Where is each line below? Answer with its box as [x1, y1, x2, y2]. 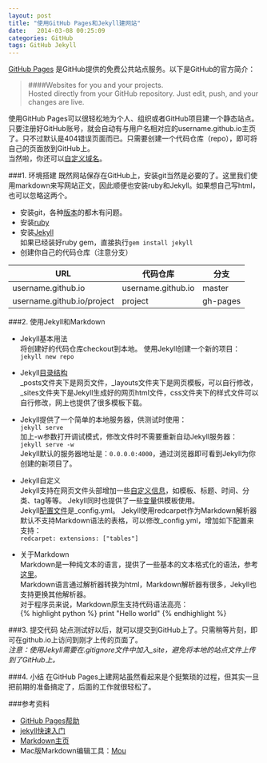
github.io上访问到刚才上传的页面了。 [22, 635, 142, 645]
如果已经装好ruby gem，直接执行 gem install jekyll [19, 237, 193, 248]
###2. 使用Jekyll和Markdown [8, 317, 106, 327]
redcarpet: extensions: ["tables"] [19, 534, 139, 543]
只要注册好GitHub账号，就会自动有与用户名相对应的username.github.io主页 [8, 124, 257, 133]
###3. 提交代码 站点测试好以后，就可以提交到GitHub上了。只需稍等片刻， [8, 625, 251, 635]
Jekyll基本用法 [19, 334, 68, 344]
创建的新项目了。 [19, 459, 77, 468]
